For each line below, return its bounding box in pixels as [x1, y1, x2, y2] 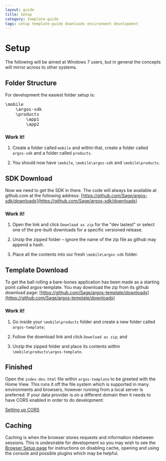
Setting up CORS [5, 407, 40, 413]
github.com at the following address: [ [5, 192, 83, 199]
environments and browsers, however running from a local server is [5, 386, 143, 393]
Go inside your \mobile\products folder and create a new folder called [12, 319, 155, 325]
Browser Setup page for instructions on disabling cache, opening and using [5, 445, 160, 451]
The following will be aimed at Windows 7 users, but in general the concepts [5, 59, 161, 65]
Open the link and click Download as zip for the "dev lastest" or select [12, 222, 155, 228]
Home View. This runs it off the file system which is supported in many [5, 381, 149, 387]
